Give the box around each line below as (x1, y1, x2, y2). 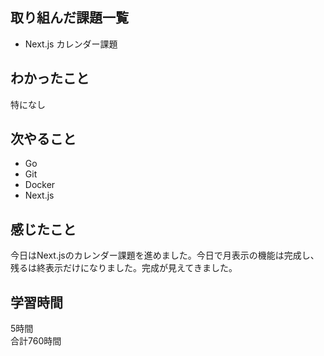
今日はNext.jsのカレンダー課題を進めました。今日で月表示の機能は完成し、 (10, 249, 320, 262)
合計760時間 (10, 335, 62, 347)
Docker (24, 179, 56, 191)
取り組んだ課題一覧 (10, 9, 129, 27)
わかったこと (10, 70, 90, 87)
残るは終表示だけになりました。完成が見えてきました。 (10, 262, 238, 274)
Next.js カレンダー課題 (24, 38, 118, 50)
